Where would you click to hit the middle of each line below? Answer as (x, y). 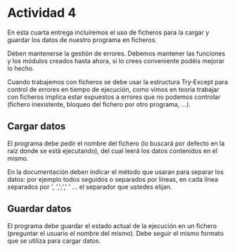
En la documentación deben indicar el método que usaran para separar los (115, 172)
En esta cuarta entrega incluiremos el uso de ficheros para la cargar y (108, 32)
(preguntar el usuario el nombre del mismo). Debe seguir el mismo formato (115, 233)
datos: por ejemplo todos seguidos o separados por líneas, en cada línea (113, 179)
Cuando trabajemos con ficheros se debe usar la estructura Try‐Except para (118, 81)
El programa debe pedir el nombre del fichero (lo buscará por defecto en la (116, 143)
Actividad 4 (42, 13)
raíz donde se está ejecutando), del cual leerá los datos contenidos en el (113, 151)
